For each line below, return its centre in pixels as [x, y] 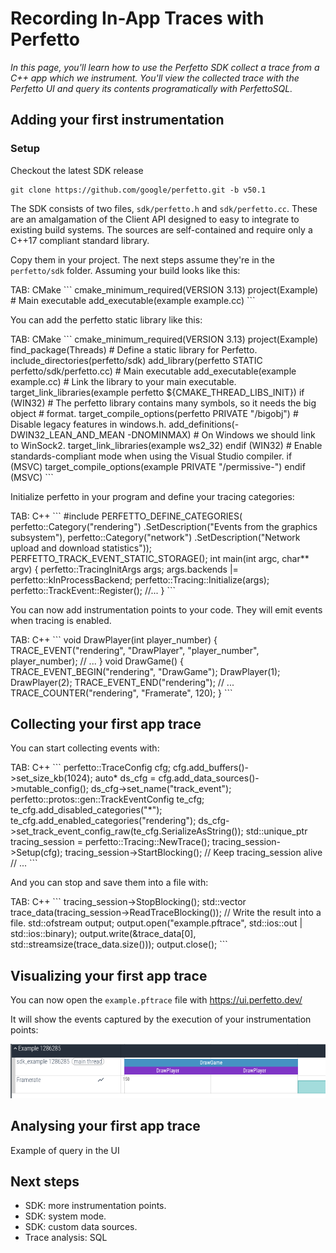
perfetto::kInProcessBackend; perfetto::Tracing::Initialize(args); [140, 579]
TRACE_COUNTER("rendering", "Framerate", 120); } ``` [121, 693]
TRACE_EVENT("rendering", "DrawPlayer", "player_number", [135, 650]
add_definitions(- [204, 424]
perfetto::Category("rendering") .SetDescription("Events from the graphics [164, 526]
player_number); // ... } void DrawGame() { [97, 661]
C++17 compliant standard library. [80, 240]
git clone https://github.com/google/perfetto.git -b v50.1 [138, 190]
